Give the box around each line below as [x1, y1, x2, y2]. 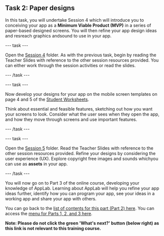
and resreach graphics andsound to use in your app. [5, 33, 112, 39]
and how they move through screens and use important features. [5, 116, 137, 122]
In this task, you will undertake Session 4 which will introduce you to [5, 17, 144, 23]
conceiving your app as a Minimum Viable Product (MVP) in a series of [5, 22, 152, 28]
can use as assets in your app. [5, 160, 68, 167]
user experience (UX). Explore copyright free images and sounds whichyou [5, 156, 159, 161]
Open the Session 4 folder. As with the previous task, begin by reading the [5, 52, 157, 58]
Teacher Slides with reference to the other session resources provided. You [5, 57, 159, 63]
